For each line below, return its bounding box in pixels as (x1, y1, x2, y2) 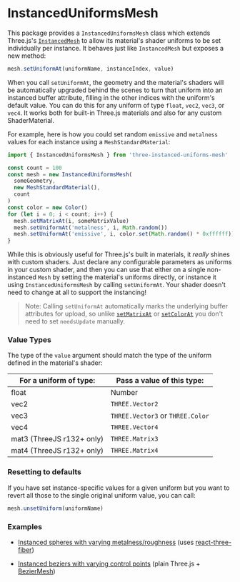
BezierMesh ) (17, 566, 56, 576)
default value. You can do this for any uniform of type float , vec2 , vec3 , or (7, 101, 225, 109)
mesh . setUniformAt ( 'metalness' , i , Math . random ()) (14, 224, 168, 231)
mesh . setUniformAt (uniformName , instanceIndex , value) (7, 65, 174, 72)
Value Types (7, 335, 51, 345)
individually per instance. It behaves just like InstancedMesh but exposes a (7, 44, 224, 52)
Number (110, 388, 138, 398)
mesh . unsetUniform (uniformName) (7, 505, 104, 512)
